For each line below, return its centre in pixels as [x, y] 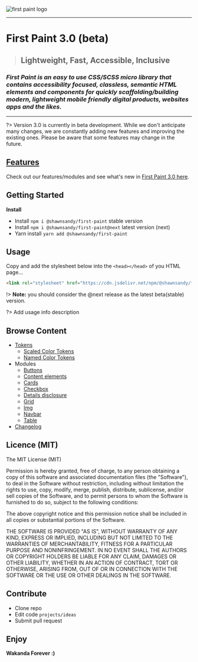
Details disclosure [45, 395]
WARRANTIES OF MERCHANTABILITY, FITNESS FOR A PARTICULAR [89, 544]
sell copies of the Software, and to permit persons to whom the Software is [97, 495]
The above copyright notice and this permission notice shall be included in [96, 513]
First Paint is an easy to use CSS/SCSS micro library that [89, 77]
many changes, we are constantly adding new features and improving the [95, 131]
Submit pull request [38, 621]
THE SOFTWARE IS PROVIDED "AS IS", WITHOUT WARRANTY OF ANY [92, 531]
